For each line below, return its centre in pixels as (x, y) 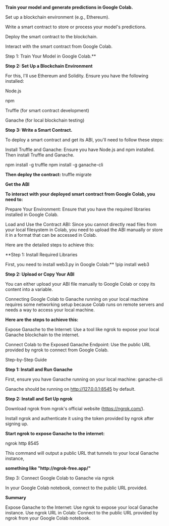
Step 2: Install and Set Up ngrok (39, 399)
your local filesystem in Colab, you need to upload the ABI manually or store (84, 230)
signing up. (17, 424)
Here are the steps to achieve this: (42, 320)
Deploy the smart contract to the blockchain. (51, 37)
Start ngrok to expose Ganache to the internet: (55, 433)
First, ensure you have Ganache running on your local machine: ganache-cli (84, 379)
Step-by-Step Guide (26, 360)
